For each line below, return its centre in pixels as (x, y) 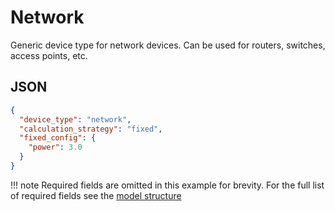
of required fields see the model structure (96, 195)
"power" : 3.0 (55, 147)
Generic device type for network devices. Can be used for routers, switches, (168, 45)
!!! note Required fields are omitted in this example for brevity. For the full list (167, 185)
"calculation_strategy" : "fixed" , (91, 129)
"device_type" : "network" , (75, 119)
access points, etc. (49, 55)
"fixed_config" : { (58, 138)
